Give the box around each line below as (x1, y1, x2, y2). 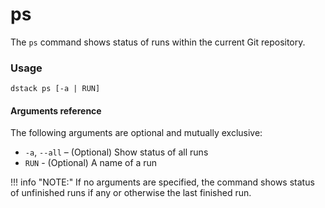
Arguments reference (10, 104, 102, 117)
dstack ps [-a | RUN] (10, 84, 101, 94)
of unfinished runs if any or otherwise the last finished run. (10, 187, 252, 199)
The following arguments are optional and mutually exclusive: (10, 127, 263, 139)
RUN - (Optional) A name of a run (24, 157, 158, 169)
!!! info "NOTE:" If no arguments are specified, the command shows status (10, 176, 315, 188)
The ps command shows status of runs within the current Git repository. (10, 36, 306, 48)
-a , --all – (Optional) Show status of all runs (24, 146, 209, 158)
